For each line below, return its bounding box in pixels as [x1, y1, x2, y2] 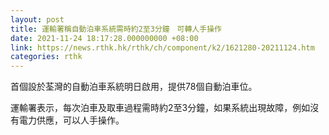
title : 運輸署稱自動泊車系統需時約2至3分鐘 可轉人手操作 [10, 24, 222, 34]
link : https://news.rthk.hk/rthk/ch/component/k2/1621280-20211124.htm [10, 42, 315, 53]
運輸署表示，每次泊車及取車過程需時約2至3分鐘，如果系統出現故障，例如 [10, 102, 311, 114]
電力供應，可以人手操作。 [18, 114, 125, 126]
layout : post [10, 14, 65, 25]
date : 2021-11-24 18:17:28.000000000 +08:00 [10, 33, 199, 43]
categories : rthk [10, 52, 83, 62]
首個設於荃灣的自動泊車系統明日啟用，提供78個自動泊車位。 [10, 81, 258, 93]
